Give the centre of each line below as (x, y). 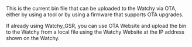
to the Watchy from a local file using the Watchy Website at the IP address (95, 32)
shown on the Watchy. (33, 38)
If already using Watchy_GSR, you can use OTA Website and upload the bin (96, 26)
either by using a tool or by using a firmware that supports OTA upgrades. (95, 15)
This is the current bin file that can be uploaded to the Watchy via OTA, (91, 8)
